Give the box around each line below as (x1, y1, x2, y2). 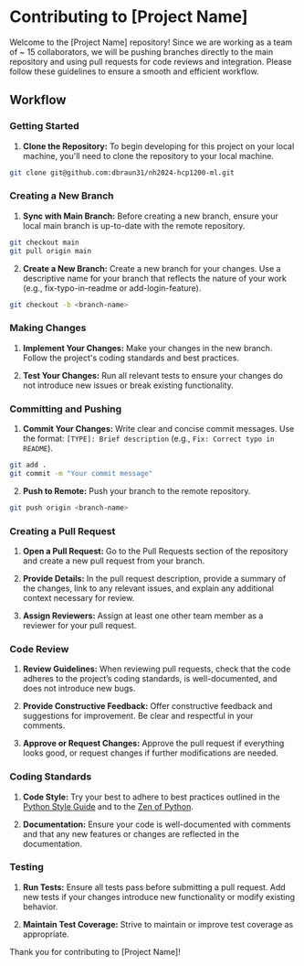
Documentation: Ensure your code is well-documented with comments (22, 819, 291, 830)
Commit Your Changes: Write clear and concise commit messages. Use (22, 424, 295, 435)
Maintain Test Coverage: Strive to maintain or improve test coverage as (22, 918, 294, 929)
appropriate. (22, 928, 70, 939)
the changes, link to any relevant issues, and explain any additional (22, 583, 274, 594)
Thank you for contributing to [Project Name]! (9, 946, 181, 957)
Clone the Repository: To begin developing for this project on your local (22, 140, 295, 152)
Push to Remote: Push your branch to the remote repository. (22, 485, 251, 496)
